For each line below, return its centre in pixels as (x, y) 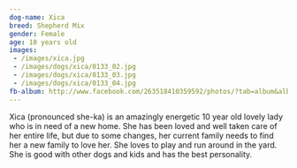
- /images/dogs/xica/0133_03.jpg (75, 75)
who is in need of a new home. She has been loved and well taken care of (143, 126)
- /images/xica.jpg (49, 58)
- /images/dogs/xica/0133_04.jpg (75, 83)
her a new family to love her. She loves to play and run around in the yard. (143, 145)
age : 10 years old (43, 42)
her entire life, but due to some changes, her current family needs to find (141, 135)
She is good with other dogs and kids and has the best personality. (131, 154)
